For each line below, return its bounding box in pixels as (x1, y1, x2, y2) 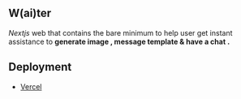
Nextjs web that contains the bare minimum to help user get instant (8, 28, 233, 37)
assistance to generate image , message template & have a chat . (8, 37, 230, 46)
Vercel (19, 81, 42, 92)
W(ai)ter (8, 6, 52, 20)
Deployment (8, 60, 72, 74)
